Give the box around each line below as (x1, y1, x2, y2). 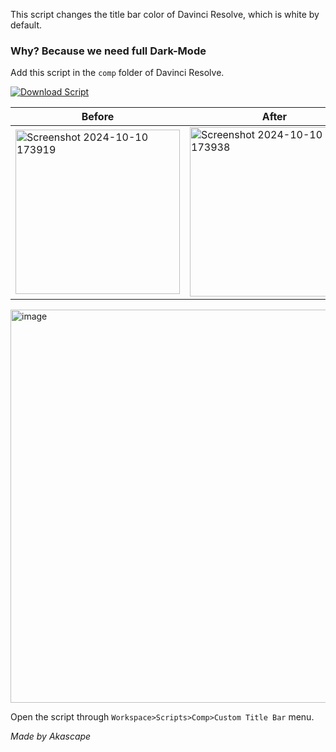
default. (10, 19, 43, 31)
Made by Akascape (10, 730, 92, 743)
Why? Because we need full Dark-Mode (10, 44, 207, 58)
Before (81, 110, 115, 124)
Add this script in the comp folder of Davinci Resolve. (10, 67, 225, 79)
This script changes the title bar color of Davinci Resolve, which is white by (10, 9, 320, 20)
